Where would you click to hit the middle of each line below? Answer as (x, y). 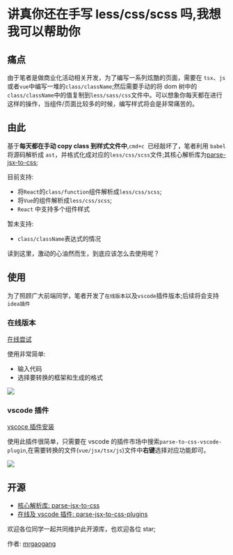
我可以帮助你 (44, 32)
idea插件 (19, 304)
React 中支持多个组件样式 (54, 209)
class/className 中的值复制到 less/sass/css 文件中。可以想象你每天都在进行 (115, 95)
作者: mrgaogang (32, 544)
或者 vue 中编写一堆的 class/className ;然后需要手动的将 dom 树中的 (102, 86)
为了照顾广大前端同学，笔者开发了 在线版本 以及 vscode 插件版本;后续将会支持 (113, 295)
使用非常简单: (27, 354)
